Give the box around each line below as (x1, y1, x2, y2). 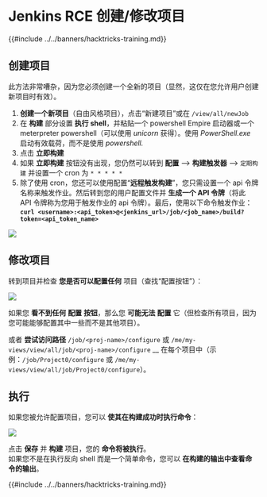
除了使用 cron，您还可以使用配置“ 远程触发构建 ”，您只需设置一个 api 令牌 (19, 178, 259, 187)
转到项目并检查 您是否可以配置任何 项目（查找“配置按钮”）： (8, 275, 203, 286)
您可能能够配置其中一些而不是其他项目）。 (8, 318, 145, 327)
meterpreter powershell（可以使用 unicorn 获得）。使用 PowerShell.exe (19, 128, 251, 137)
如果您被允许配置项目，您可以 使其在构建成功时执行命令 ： (8, 412, 199, 422)
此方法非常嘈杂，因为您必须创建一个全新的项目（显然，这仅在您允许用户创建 (8, 81, 259, 91)
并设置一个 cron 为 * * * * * (27, 168, 123, 177)
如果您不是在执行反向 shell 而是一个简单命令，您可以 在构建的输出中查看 (8, 454, 246, 464)
